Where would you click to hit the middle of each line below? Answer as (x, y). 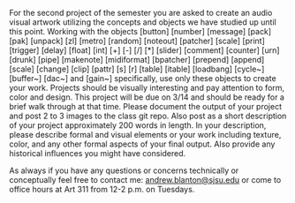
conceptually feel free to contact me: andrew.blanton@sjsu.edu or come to (145, 180)
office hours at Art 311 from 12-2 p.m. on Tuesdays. (102, 189)
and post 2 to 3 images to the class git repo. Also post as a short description (148, 116)
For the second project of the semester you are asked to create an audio (141, 13)
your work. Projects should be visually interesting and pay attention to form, (147, 88)
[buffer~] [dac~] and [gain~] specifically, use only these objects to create (143, 78)
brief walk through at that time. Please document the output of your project (146, 106)
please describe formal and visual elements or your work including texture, (145, 135)
